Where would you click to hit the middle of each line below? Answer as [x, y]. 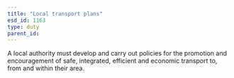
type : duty [23, 27]
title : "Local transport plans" [55, 14]
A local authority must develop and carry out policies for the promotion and [117, 53]
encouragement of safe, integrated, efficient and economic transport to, [112, 61]
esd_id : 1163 [27, 20]
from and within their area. [46, 68]
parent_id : [23, 33]
